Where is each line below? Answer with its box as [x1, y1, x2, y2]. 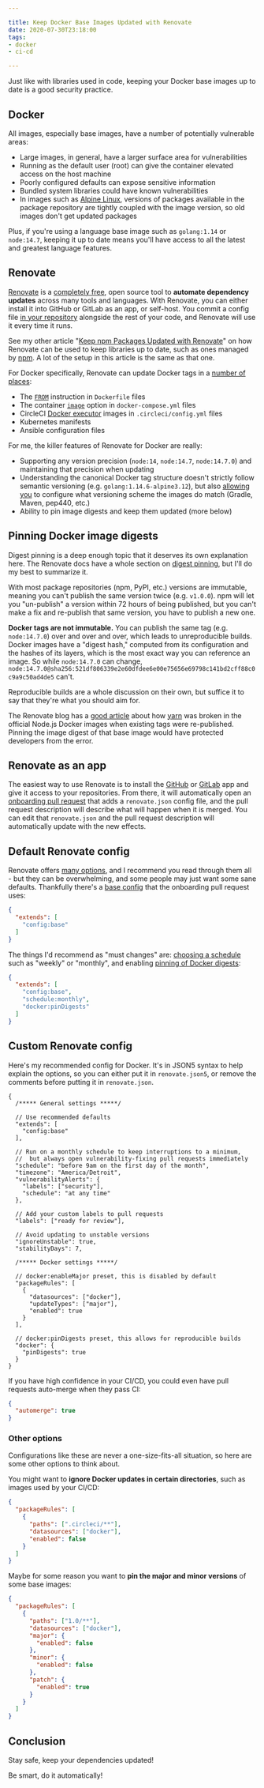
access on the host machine [19, 169, 112, 179]
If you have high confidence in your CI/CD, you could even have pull [8, 1376, 229, 1385]
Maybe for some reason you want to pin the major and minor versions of [8, 1572, 247, 1581]
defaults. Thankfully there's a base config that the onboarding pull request [8, 883, 250, 892]
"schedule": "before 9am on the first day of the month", [15, 1161, 210, 1169]
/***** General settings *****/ [15, 1099, 122, 1107]
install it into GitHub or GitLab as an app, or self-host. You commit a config [8, 303, 250, 313]
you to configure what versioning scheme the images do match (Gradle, [19, 489, 254, 499]
